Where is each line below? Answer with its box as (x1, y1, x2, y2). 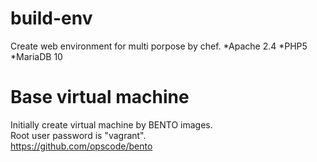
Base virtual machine (10, 86, 190, 109)
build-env (10, 7, 93, 30)
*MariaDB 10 (10, 50, 63, 62)
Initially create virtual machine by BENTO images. (10, 118, 213, 131)
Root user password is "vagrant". (10, 129, 147, 141)
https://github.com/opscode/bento (10, 140, 153, 152)
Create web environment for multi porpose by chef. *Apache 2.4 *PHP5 (10, 40, 308, 52)
